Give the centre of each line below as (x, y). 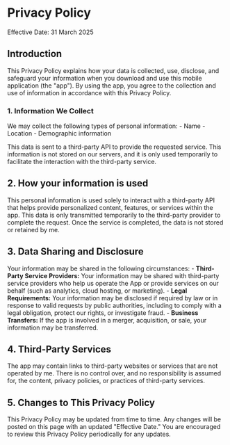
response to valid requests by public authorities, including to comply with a (115, 305)
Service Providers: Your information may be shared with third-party (122, 275)
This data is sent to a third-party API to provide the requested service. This (114, 147)
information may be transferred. (53, 327)
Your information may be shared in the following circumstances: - (101, 268)
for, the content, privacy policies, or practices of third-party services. (106, 381)
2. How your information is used (78, 183)
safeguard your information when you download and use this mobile (105, 78)
